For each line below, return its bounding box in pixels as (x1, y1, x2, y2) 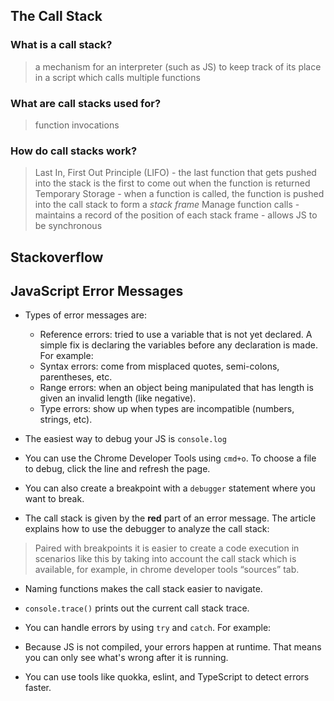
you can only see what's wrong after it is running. (24, 652, 229, 664)
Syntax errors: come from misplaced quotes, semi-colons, (39, 360, 280, 373)
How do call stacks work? (10, 144, 138, 158)
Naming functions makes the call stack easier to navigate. (24, 583, 263, 595)
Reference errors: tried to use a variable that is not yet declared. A (39, 329, 313, 341)
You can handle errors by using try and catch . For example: (24, 622, 272, 634)
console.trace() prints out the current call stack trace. (24, 602, 250, 614)
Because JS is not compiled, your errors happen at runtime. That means (24, 641, 322, 653)
